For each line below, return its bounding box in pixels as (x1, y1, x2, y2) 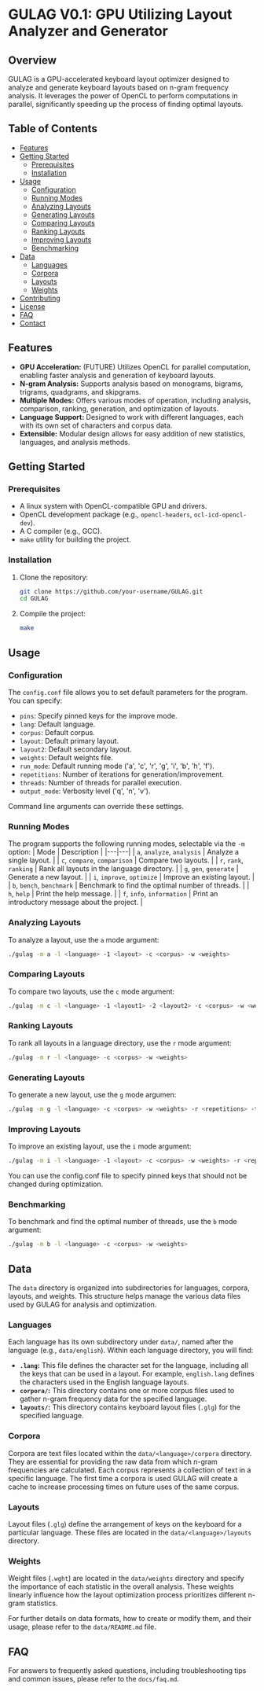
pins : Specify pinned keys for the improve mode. (19, 711, 178, 720)
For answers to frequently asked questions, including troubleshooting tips (8, 1666, 247, 1675)
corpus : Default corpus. (19, 727, 96, 737)
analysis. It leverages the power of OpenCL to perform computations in (8, 91, 238, 100)
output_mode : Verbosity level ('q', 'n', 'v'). (19, 786, 151, 796)
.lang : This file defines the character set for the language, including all (19, 1361, 249, 1370)
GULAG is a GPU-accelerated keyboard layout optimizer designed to (8, 75, 229, 83)
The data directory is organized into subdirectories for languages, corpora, (8, 1283, 250, 1292)
